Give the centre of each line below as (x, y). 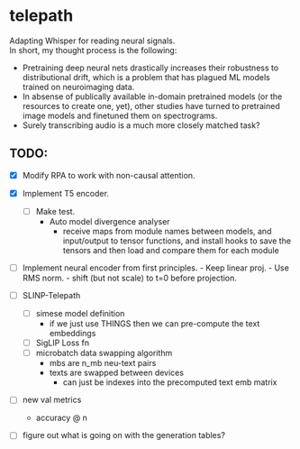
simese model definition (80, 314)
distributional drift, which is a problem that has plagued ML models (146, 77)
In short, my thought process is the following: (93, 50)
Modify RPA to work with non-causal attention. (109, 175)
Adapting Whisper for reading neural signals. (92, 41)
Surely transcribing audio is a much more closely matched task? (141, 125)
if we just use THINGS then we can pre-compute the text (155, 324)
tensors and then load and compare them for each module (171, 250)
